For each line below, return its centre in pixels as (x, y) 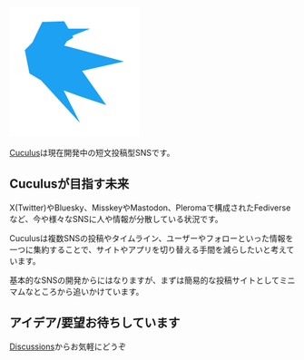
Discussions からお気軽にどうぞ (68, 346)
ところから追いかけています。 (88, 291)
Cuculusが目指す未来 (69, 184)
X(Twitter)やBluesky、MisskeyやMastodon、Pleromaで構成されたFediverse (150, 208)
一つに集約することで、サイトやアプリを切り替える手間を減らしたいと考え (148, 249)
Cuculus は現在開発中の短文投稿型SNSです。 (92, 153)
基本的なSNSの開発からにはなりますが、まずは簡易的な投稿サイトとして (144, 280)
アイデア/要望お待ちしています (95, 323)
